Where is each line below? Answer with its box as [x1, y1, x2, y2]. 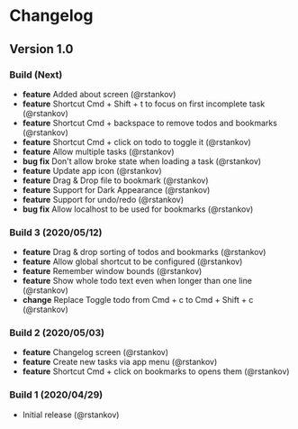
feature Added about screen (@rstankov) [22, 88, 176, 99]
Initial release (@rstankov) [22, 409, 120, 420]
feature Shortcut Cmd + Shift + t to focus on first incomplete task [22, 98, 266, 109]
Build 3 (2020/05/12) [9, 226, 103, 239]
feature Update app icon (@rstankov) [22, 165, 162, 176]
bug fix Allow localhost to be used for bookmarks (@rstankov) [22, 204, 254, 214]
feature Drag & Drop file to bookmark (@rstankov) [22, 175, 209, 186]
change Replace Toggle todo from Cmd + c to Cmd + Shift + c [22, 295, 254, 306]
